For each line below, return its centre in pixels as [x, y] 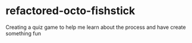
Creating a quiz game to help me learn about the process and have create [96, 27]
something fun [23, 33]
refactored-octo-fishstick [70, 11]
